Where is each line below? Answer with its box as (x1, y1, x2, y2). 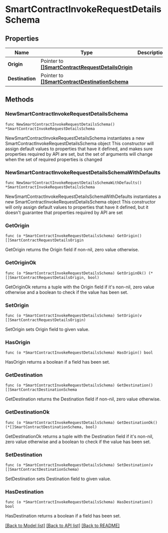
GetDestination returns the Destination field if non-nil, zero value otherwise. (5, 396, 161, 402)
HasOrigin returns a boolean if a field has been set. (5, 359, 110, 365)
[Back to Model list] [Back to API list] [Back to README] (5, 522, 120, 528)
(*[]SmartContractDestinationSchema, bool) (5, 424, 97, 430)
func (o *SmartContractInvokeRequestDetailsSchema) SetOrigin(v (5, 313, 142, 318)
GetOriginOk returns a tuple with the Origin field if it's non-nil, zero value (5, 284, 155, 290)
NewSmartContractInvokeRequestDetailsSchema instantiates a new (5, 135, 145, 141)
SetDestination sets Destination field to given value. (5, 476, 111, 482)
